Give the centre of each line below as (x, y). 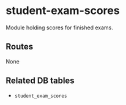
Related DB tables (40, 81)
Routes (20, 47)
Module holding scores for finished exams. (60, 27)
